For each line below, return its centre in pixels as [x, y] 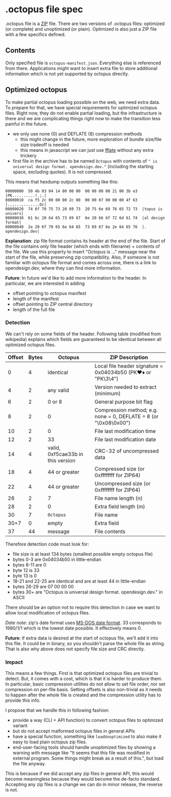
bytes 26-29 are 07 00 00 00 [43, 586]
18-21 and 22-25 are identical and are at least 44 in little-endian [79, 581]
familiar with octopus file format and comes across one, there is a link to [81, 262]
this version [61, 460]
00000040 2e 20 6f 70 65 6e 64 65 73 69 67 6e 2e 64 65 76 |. [76, 227]
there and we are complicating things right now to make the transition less [83, 118]
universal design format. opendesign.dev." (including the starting [83, 166]
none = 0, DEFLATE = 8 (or [126, 416]
